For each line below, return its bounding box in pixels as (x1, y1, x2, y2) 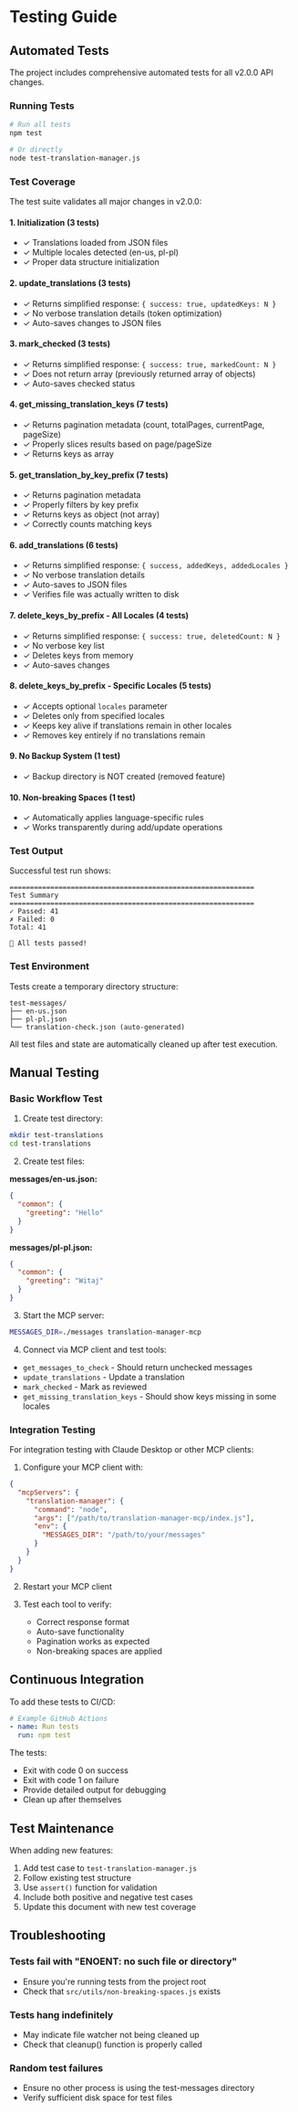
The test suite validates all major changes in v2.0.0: (9, 196, 202, 207)
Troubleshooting (9, 1927, 107, 1943)
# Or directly (9, 145, 64, 154)
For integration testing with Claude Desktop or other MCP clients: (9, 1444, 254, 1455)
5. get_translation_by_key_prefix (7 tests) (9, 469, 169, 480)
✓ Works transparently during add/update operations (22, 822, 223, 833)
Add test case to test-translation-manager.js (22, 1862, 198, 1874)
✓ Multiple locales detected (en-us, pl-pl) (22, 247, 180, 258)
